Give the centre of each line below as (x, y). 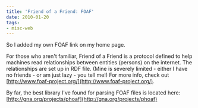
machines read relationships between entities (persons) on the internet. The (99, 63)
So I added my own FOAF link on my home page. (66, 45)
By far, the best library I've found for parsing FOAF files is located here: (93, 93)
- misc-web (20, 28)
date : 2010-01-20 (28, 17)
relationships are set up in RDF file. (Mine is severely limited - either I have (97, 69)
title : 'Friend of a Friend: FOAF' (50, 12)
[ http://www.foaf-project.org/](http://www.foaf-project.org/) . (80, 81)
